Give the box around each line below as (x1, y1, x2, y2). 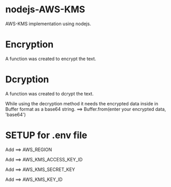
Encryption (5, 39, 54, 50)
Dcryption (5, 73, 49, 85)
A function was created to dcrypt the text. (5, 90, 94, 97)
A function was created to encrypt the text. (5, 55, 97, 62)
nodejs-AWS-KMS (5, 4, 86, 15)
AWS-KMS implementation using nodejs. (5, 21, 91, 27)
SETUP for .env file (5, 129, 87, 141)
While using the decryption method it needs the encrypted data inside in (5, 100, 158, 106)
